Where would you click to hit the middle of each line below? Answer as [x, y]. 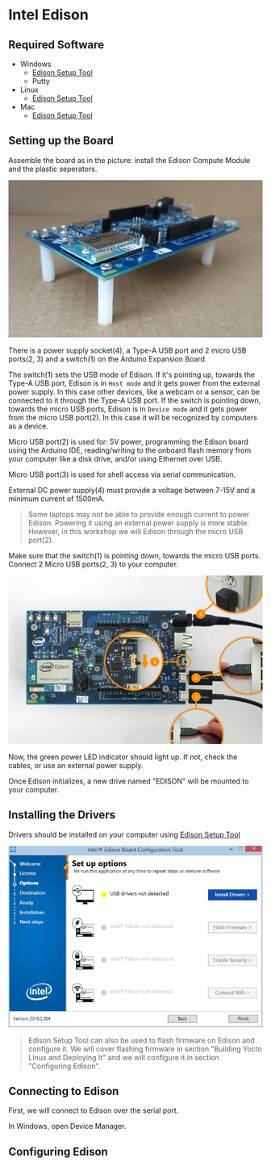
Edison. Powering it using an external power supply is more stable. [139, 523]
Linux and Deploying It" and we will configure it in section [123, 1057]
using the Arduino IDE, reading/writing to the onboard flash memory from [130, 450]
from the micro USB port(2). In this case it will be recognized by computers [133, 417]
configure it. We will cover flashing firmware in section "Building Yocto [145, 1049]
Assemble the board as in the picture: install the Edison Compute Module [129, 160]
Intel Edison [48, 15]
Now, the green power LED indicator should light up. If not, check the [123, 757]
